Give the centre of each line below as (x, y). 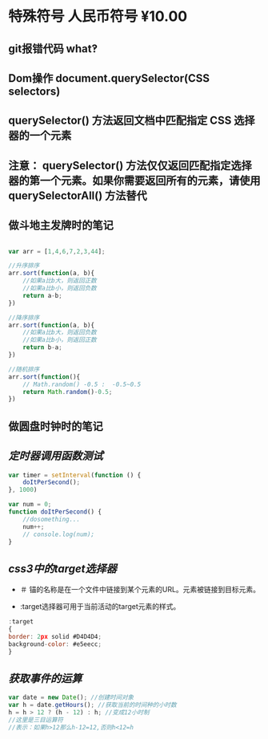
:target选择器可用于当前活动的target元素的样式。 (100, 607)
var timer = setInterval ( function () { (75, 475)
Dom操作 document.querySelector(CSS (109, 78)
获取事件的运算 (45, 678)
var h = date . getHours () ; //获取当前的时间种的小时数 (93, 705)
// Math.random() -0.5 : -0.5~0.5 (82, 384)
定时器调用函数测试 (56, 456)
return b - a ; (42, 347)
